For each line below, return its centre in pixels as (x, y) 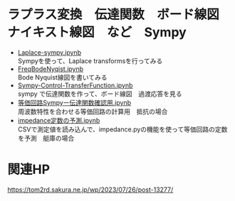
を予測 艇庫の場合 (46, 138)
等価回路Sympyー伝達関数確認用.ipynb (74, 102)
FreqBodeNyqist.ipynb (51, 69)
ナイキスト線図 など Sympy (97, 32)
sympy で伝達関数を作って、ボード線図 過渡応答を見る (100, 94)
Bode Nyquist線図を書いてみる (63, 77)
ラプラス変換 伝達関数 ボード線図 (113, 15)
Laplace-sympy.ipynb (49, 52)
